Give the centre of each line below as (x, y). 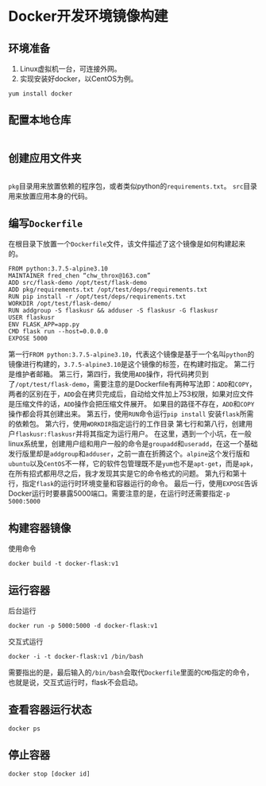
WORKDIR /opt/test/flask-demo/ (60, 304)
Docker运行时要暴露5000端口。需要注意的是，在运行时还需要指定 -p (119, 493)
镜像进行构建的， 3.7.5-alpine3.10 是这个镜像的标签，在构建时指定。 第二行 (132, 364)
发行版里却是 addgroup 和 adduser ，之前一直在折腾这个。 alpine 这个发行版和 (129, 453)
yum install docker (40, 94)
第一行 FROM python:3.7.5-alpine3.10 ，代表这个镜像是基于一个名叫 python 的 (131, 354)
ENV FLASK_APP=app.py (44, 325)
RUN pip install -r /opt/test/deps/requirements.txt (97, 297)
